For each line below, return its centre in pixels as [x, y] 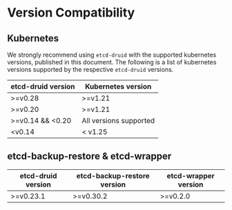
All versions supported [118, 121]
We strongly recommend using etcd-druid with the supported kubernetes [112, 55]
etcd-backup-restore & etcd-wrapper [89, 156]
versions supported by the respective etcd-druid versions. [90, 69]
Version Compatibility [71, 13]
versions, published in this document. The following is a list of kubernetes [112, 62]
